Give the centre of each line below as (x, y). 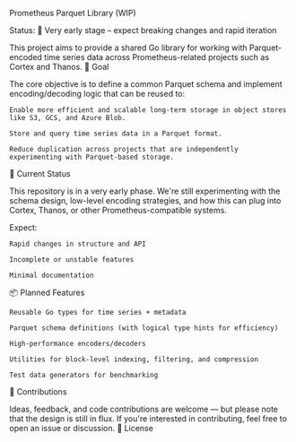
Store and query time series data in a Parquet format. (116, 134)
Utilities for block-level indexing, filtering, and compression (134, 360)
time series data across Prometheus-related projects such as (157, 57)
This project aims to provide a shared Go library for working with (129, 48)
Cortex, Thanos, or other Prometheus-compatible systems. (118, 210)
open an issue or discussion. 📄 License (82, 428)
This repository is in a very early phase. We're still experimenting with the (145, 191)
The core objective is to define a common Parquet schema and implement (146, 84)
